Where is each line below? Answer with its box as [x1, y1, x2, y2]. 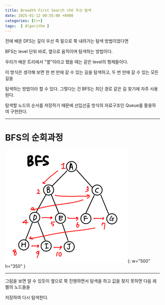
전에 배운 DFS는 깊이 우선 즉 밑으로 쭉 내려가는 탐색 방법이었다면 [5, 38, 129, 44]
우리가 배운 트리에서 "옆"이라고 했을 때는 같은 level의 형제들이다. [5, 59, 129, 65]
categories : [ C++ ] [5, 18, 43, 23]
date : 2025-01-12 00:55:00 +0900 [5, 13, 74, 18]
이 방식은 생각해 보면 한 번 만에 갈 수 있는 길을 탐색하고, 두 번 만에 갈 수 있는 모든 [5, 69, 159, 76]
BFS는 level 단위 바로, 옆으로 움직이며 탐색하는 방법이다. [5, 49, 113, 54]
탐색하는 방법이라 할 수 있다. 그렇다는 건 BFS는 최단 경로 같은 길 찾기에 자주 [5, 86, 149, 92]
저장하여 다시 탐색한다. [5, 295, 49, 301]
